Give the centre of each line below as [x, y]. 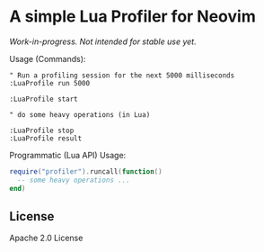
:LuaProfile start [44, 99]
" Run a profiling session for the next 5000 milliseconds [122, 75]
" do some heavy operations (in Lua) [80, 114]
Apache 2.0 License [46, 238]
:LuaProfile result [46, 138]
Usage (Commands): [48, 58]
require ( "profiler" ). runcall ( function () [86, 171]
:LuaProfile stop [42, 130]
